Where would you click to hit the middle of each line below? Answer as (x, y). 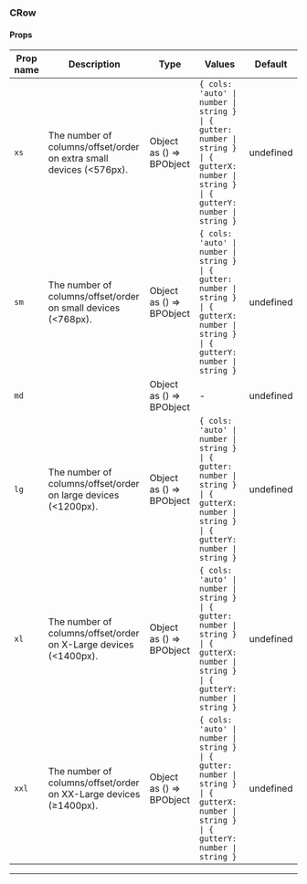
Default (271, 64)
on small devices (84, 308)
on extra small (78, 159)
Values (220, 64)
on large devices (84, 495)
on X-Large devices (91, 645)
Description (94, 64)
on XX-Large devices (94, 795)
